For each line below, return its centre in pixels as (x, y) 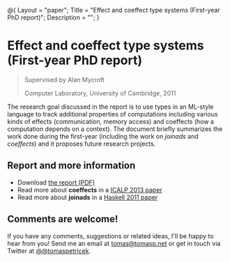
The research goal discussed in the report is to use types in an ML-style (110, 107)
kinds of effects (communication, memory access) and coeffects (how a (111, 121)
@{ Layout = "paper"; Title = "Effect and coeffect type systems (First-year (114, 10)
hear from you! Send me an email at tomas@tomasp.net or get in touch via (114, 243)
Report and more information (71, 165)
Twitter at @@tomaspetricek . (49, 251)
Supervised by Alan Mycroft (64, 79)
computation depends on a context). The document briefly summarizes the (115, 129)
